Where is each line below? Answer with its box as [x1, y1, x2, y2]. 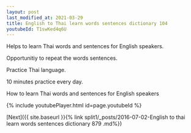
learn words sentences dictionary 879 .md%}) [6, 120, 122, 128]
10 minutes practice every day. [6, 78, 84, 85]
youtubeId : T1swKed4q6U [6, 26, 67, 32]
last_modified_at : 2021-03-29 [6, 15, 84, 21]
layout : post [6, 9, 40, 15]
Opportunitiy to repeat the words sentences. [6, 54, 118, 62]
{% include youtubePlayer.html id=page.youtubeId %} [6, 102, 142, 109]
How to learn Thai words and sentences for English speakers [6, 90, 160, 98]
